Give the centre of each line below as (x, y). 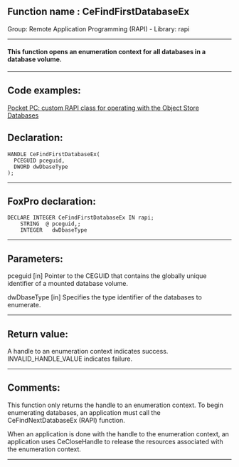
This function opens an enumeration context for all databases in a (107, 52)
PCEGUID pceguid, (39, 160)
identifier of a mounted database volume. (68, 284)
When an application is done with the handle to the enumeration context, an (118, 433)
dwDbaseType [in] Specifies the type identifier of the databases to (105, 297)
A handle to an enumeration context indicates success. (88, 351)
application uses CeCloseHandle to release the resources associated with (115, 441)
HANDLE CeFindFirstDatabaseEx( (54, 154)
